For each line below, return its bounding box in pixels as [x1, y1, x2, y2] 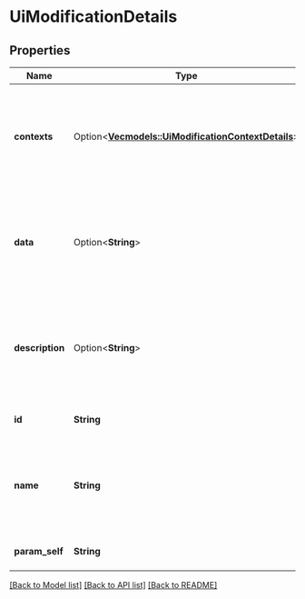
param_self [14, 545, 64, 557]
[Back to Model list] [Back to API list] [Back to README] [9, 580, 218, 590]
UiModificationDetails [9, 6, 178, 27]
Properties [9, 43, 71, 58]
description [14, 342, 65, 354]
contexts [14, 130, 54, 143]
